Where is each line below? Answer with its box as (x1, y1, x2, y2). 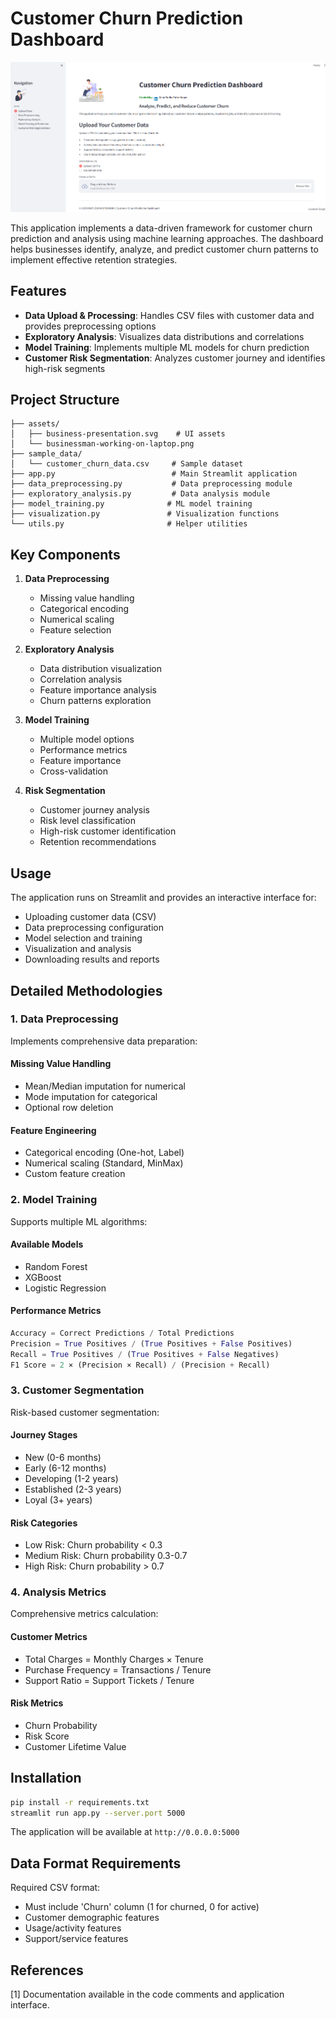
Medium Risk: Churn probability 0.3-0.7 (24, 1550, 188, 1562)
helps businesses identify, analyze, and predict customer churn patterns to (10, 243, 319, 255)
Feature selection (39, 624, 112, 636)
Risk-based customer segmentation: (10, 1406, 160, 1418)
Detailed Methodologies (10, 982, 163, 999)
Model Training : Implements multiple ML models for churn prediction (24, 341, 310, 353)
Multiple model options (39, 733, 135, 746)
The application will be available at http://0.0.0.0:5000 (10, 1826, 240, 1838)
